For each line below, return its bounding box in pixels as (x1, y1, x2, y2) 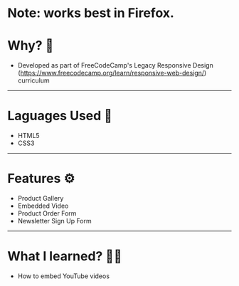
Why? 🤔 (7, 38, 54, 54)
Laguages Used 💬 (7, 108, 112, 124)
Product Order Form (17, 209, 77, 218)
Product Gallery (17, 194, 64, 202)
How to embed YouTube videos (17, 272, 110, 280)
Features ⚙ (7, 171, 75, 186)
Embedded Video (17, 201, 69, 210)
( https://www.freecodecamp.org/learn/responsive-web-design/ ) (17, 69, 207, 78)
